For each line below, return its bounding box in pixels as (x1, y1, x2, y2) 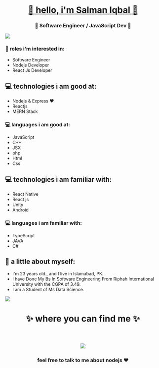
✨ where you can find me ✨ (26, 313, 140, 324)
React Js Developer (12, 67, 53, 73)
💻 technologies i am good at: (5, 82, 97, 91)
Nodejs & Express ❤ (12, 98, 54, 104)
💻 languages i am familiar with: (5, 219, 82, 226)
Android (12, 207, 29, 212)
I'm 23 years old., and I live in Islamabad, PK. (12, 270, 104, 276)
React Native (12, 191, 39, 197)
